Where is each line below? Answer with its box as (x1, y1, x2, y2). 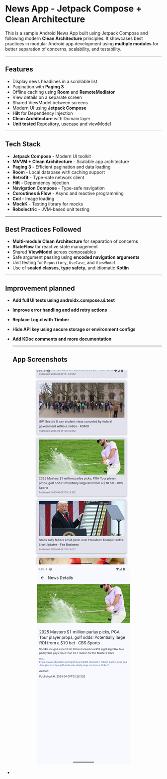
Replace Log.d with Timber (12, 317, 70, 323)
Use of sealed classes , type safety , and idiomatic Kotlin (12, 265, 129, 271)
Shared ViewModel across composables (12, 249, 96, 255)
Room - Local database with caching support (12, 169, 105, 175)
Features (5, 65, 33, 74)
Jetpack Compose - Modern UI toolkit (12, 153, 91, 159)
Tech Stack (5, 140, 41, 149)
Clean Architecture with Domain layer (12, 115, 91, 121)
